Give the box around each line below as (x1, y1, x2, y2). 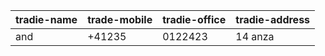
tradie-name (15, 13, 78, 26)
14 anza (235, 30, 275, 43)
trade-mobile (87, 13, 153, 26)
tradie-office (162, 13, 227, 26)
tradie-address (235, 13, 311, 26)
